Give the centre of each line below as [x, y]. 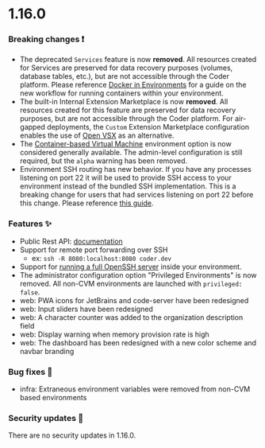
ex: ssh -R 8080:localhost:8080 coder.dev [102, 258]
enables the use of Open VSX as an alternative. [97, 135]
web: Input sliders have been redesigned [86, 309]
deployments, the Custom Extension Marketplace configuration [148, 127]
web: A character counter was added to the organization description [131, 317]
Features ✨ [30, 224]
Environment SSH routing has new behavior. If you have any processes [135, 169]
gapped [33, 127]
